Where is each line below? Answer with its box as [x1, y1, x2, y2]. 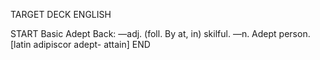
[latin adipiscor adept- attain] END [10, 39, 151, 50]
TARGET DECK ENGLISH [10, 9, 112, 20]
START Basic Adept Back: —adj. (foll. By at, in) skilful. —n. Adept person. [10, 28, 311, 39]
